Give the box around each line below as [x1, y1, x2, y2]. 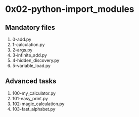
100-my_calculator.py [12, 90, 56, 96]
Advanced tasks [5, 77, 57, 85]
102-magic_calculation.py [12, 101, 65, 107]
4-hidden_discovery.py [12, 58, 60, 63]
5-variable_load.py [12, 63, 51, 68]
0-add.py [12, 36, 32, 42]
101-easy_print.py [12, 95, 48, 101]
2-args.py [12, 47, 33, 53]
